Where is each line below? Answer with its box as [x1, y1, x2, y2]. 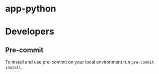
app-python [5, 3, 56, 14]
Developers [5, 26, 54, 37]
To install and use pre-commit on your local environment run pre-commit [5, 59, 154, 65]
